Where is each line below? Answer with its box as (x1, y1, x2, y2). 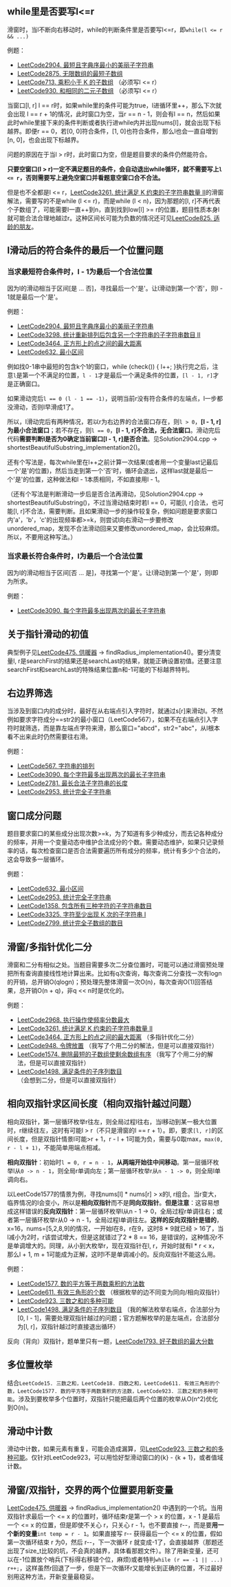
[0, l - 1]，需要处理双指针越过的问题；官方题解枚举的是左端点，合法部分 (16, 1314, 220, 1322)
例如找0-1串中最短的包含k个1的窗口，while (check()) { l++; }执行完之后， (7, 362, 213, 370)
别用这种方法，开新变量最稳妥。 (7, 1573, 98, 1581)
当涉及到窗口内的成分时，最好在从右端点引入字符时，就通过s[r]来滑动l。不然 (7, 707, 223, 715)
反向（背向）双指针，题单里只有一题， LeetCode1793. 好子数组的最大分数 (7, 1337, 214, 1345)
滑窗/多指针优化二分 (7, 941, 93, 953)
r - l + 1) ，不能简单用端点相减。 (7, 1143, 104, 1151)
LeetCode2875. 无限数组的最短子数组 (16, 69, 123, 77)
